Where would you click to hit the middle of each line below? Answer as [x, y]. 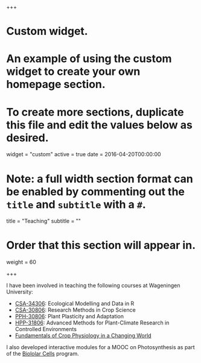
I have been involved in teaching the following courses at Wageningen [93, 286]
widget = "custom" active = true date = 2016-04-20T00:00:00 [84, 154]
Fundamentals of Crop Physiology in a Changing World [83, 336]
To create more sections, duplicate [95, 112]
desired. [27, 138]
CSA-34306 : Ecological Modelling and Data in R [75, 304]
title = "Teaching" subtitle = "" [44, 221]
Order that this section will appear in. [101, 245]
